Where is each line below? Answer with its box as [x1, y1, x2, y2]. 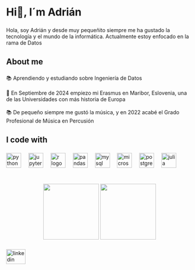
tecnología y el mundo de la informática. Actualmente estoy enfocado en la [6, 33, 190, 40]
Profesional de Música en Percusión [6, 117, 94, 124]
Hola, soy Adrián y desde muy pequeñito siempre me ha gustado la [6, 27, 170, 34]
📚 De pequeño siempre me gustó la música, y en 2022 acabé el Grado [6, 109, 180, 116]
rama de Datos [6, 39, 43, 46]
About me [6, 56, 43, 67]
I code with [6, 134, 48, 145]
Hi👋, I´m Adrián [6, 5, 82, 19]
